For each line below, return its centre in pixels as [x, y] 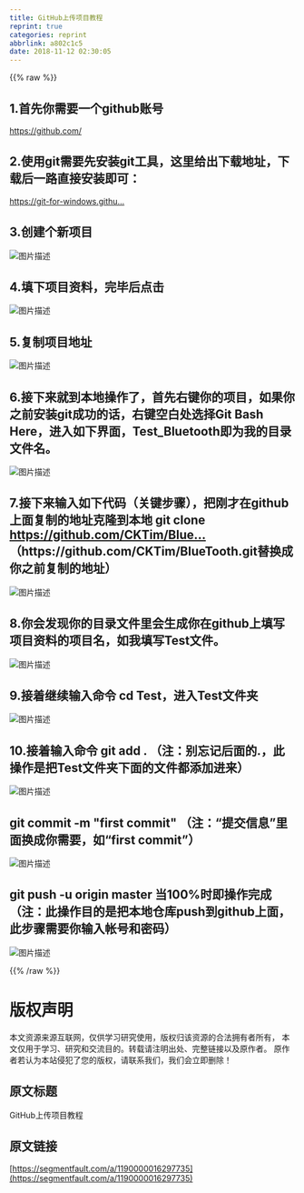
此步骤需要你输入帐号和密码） [93, 929]
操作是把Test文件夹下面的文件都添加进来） [129, 768]
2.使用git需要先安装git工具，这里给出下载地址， [144, 161]
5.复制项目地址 [51, 342]
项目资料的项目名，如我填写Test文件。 [118, 641]
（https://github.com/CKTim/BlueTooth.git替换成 [152, 551]
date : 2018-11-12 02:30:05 [60, 52]
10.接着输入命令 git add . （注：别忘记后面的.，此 [147, 751]
